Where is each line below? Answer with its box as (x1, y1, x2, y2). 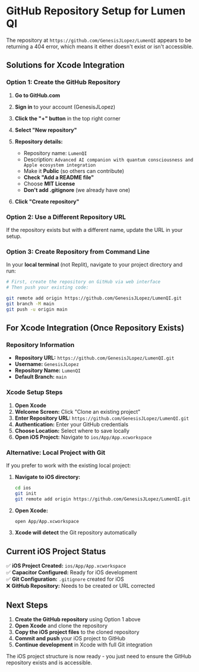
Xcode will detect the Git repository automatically (14, 529, 137, 536)
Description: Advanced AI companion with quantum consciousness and (23, 156, 194, 163)
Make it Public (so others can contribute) (23, 167, 125, 174)
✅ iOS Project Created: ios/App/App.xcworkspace (6, 562, 127, 569)
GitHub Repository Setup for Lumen (6, 4, 186, 18)
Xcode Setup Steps (6, 388, 63, 397)
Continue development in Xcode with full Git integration (14, 641, 153, 648)
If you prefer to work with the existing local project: (6, 462, 131, 469)
